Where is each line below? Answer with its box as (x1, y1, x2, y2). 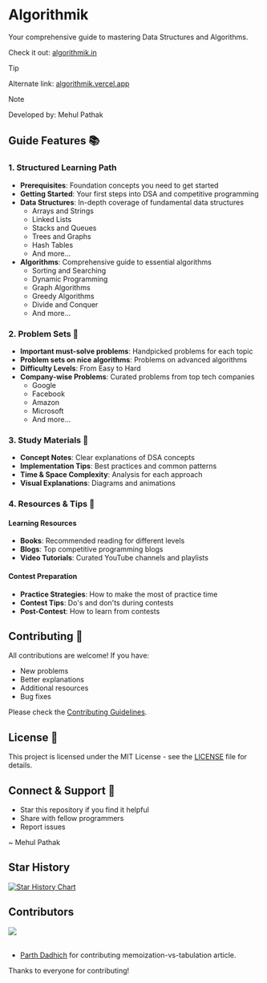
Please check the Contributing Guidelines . (8, 707, 148, 717)
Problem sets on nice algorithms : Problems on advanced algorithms (19, 354, 247, 364)
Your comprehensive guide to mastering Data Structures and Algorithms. (8, 32, 249, 42)
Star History (8, 860, 71, 875)
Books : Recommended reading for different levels (19, 536, 185, 546)
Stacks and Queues (31, 223, 97, 233)
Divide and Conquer (31, 299, 99, 309)
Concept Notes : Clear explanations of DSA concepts (19, 453, 195, 463)
